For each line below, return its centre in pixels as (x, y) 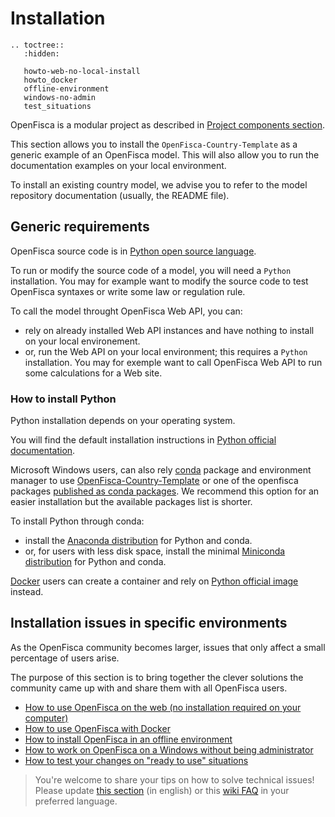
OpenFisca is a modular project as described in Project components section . (167, 124)
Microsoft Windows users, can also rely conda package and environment (161, 470)
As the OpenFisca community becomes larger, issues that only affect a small (168, 647)
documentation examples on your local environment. (118, 165)
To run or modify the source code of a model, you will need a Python (151, 270)
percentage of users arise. (65, 658)
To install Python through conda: (77, 521)
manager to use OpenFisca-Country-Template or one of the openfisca (154, 481)
